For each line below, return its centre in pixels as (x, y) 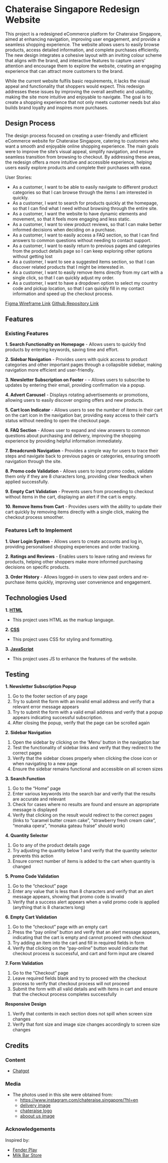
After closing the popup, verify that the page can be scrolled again (81, 723)
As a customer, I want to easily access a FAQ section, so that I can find (86, 235)
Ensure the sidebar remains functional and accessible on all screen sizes (88, 769)
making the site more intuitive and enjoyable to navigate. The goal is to (78, 97)
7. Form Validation (24, 963)
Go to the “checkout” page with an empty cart (60, 927)
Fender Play (25, 1150)
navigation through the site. (33, 461)
